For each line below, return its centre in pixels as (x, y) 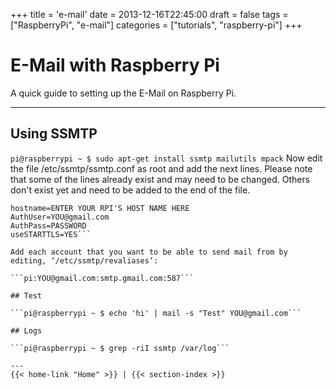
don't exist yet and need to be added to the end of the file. (130, 190)
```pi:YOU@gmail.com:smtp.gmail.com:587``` (102, 278)
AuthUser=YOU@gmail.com (60, 217)
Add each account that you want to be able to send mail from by (149, 252)
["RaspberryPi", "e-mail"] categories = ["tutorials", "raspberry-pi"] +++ (156, 25)
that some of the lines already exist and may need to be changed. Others (160, 179)
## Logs (26, 330)
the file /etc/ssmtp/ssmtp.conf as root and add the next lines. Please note (161, 168)
